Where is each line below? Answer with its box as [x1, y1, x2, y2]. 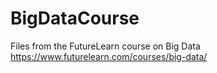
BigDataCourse [10, 7, 140, 30]
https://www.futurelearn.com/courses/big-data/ [10, 50, 208, 62]
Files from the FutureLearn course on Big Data [10, 40, 201, 52]
